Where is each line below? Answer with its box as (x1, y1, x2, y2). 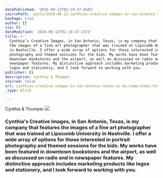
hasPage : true (5, 16, 34, 21)
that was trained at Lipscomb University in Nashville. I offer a (5, 130, 151, 137)
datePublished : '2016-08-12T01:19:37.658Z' (5, 7, 95, 12)
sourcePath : (5, 12, 29, 16)
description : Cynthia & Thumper (5, 74, 70, 79)
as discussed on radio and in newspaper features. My (5, 154, 134, 161)
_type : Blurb (5, 88, 32, 93)
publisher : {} (5, 70, 34, 75)
